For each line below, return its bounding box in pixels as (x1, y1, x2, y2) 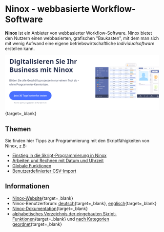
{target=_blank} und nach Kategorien (34, 216, 110, 222)
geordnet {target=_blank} (12, 221, 62, 227)
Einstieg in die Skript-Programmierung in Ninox (12, 152, 107, 158)
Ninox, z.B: (5, 143, 27, 149)
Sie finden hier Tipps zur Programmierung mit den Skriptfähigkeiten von (5, 138, 150, 143)
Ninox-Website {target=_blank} (12, 195, 74, 201)
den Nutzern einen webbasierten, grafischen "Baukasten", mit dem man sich (5, 35, 159, 41)
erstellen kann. (5, 46, 35, 51)
